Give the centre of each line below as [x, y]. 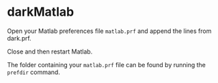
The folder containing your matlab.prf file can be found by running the [107, 64]
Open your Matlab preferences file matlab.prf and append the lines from [109, 31]
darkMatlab [41, 12]
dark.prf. [19, 38]
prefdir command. [33, 72]
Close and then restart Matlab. [50, 51]
